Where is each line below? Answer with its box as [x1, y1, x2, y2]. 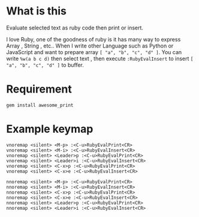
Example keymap [6, 122, 94, 136]
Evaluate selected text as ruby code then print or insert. [6, 24, 144, 31]
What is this [6, 4, 67, 18]
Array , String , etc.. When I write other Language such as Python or [6, 42, 174, 49]
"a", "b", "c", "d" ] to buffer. [6, 61, 84, 69]
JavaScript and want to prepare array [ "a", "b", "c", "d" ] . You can [6, 48, 182, 55]
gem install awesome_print [6, 102, 74, 108]
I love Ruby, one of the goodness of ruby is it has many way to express [6, 35, 181, 43]
